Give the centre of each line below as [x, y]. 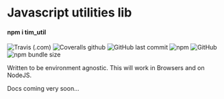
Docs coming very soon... [43, 89]
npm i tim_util [27, 32]
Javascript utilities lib [70, 13]
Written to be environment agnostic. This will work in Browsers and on [106, 68]
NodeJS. [20, 75]
